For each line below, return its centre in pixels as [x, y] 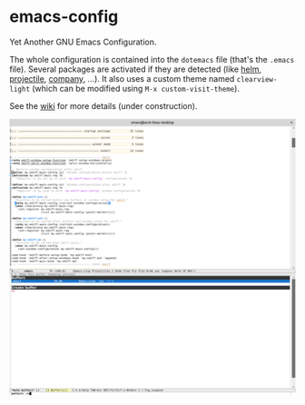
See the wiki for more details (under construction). [103, 105]
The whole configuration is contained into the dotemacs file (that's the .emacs [152, 59]
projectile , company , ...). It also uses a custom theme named [122, 78]
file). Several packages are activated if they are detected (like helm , [135, 69]
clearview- [257, 79]
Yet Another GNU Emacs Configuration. [83, 42]
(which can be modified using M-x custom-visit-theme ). [136, 88]
